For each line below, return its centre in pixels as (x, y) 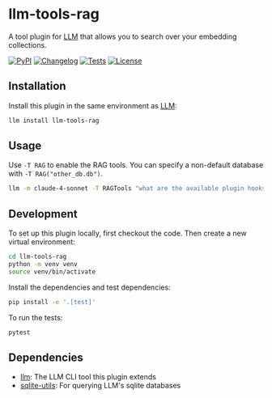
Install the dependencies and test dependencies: (90, 287)
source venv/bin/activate (52, 272)
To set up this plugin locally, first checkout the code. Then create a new (127, 233)
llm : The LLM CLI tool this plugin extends (88, 377)
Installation (37, 86)
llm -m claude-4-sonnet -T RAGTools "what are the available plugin (126, 188)
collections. (28, 44)
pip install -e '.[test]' (52, 302)
